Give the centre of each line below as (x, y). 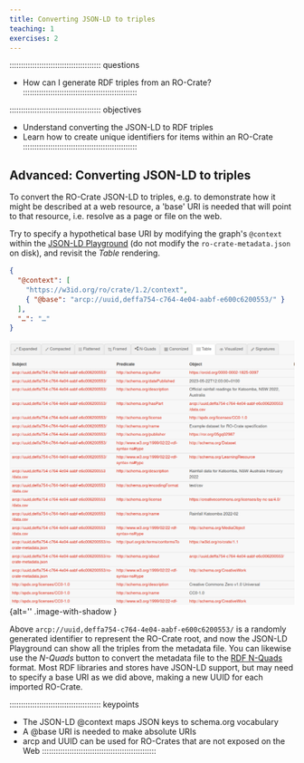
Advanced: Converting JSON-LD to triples (130, 175)
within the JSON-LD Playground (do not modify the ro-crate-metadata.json (150, 244)
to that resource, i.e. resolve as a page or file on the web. (116, 217)
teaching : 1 (32, 29)
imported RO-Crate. (46, 687)
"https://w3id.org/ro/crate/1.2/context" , (107, 290)
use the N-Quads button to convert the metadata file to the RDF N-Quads (146, 658)
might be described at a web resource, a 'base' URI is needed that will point (151, 207)
